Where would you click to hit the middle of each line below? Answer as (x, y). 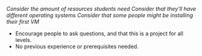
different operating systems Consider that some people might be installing (100, 15)
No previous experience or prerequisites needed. (77, 46)
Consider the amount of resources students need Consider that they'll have (101, 9)
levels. (23, 40)
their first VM (23, 22)
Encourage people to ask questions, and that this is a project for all (99, 33)
